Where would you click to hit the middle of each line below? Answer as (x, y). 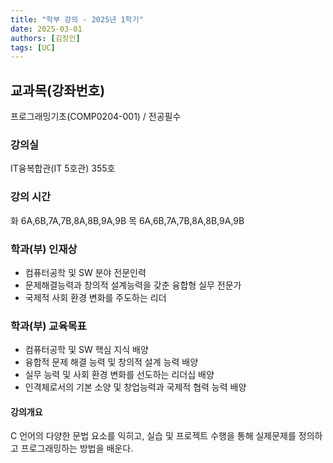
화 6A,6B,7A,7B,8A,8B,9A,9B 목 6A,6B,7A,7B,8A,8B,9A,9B (127, 220)
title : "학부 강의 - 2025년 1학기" (77, 19)
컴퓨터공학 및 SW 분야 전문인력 (85, 272)
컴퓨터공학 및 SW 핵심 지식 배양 (86, 350)
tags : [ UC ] (33, 47)
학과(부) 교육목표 (48, 326)
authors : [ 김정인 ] (45, 38)
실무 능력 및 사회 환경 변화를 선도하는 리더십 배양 (119, 375)
